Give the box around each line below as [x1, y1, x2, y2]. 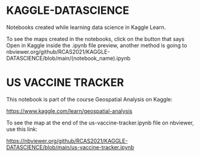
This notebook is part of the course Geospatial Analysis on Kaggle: [6, 95, 173, 103]
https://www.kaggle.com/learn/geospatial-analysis [6, 107, 133, 115]
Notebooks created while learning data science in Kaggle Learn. [6, 24, 166, 31]
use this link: [6, 125, 38, 133]
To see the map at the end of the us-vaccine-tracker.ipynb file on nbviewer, [6, 119, 195, 126]
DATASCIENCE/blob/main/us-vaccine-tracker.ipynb [6, 143, 135, 151]
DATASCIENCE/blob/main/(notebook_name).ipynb [6, 54, 131, 62]
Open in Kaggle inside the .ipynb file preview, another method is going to [6, 42, 187, 49]
